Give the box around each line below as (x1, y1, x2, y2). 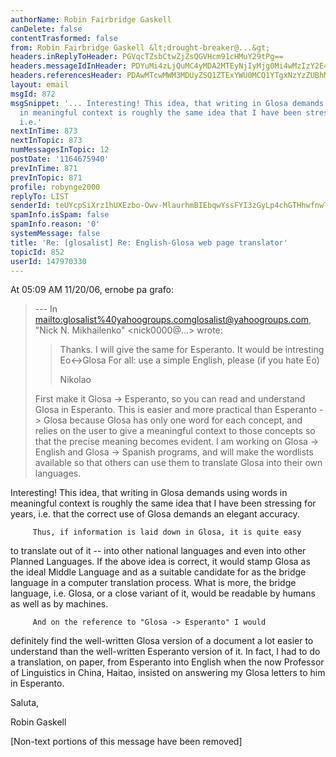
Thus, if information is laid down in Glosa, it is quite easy (32, 527, 302, 538)
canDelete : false (10, 24, 83, 34)
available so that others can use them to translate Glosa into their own (34, 457, 323, 469)
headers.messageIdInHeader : (10, 61, 128, 71)
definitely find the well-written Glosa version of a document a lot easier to (10, 635, 314, 647)
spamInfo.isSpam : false (10, 210, 110, 220)
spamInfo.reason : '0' (10, 219, 101, 230)
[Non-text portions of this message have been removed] (10, 736, 243, 748)
